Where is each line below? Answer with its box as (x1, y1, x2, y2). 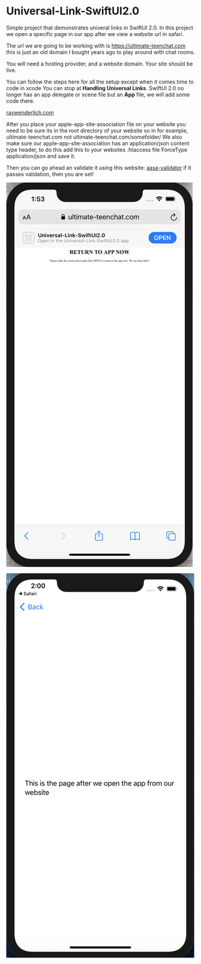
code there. (6, 97, 35, 105)
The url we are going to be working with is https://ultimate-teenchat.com (6, 42, 186, 49)
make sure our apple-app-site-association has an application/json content (6, 139, 190, 147)
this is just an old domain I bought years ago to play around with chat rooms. (6, 48, 195, 55)
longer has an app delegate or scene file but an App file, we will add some (6, 91, 190, 98)
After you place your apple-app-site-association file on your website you (6, 120, 186, 127)
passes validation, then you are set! (6, 170, 94, 178)
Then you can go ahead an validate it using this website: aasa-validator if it (6, 164, 191, 171)
